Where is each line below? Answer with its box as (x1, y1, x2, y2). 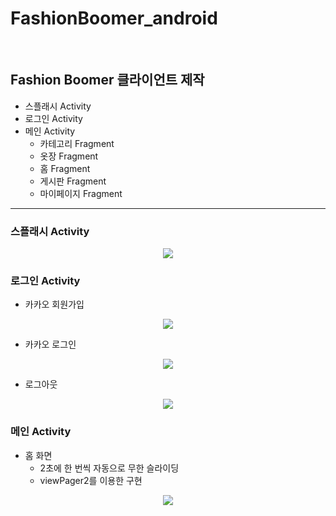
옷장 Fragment (39, 150, 99, 162)
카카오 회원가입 (24, 298, 85, 311)
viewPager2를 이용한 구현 (39, 474, 143, 486)
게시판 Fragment (39, 175, 107, 187)
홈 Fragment (39, 162, 91, 174)
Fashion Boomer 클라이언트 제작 (10, 72, 205, 89)
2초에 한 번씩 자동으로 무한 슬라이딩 (39, 462, 180, 474)
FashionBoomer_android (10, 7, 218, 30)
